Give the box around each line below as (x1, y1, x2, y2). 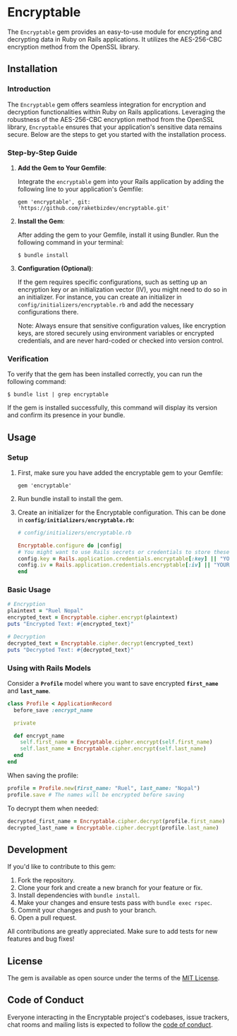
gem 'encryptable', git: (17, 198, 91, 205)
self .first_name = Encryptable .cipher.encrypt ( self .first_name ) (20, 739, 213, 746)
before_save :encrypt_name (13, 706, 93, 714)
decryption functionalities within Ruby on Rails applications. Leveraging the (7, 107, 226, 116)
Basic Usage (7, 585, 51, 595)
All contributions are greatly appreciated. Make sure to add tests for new (7, 927, 218, 936)
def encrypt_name (13, 732, 65, 739)
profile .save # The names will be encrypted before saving (7, 791, 185, 798)
